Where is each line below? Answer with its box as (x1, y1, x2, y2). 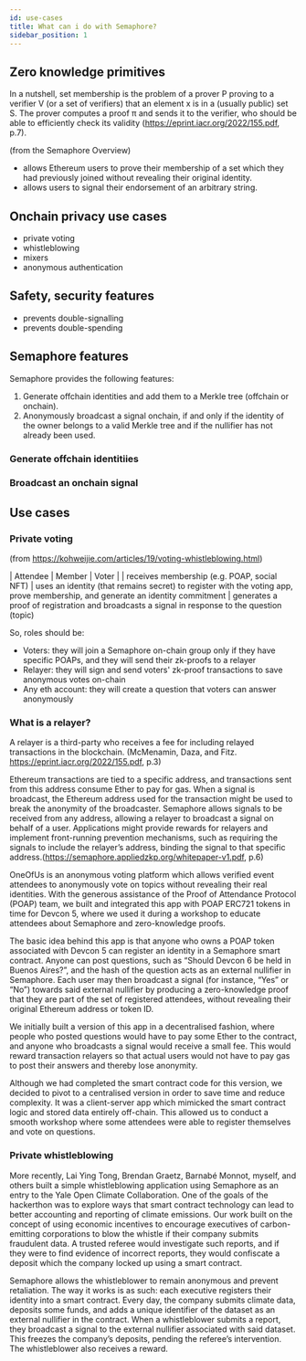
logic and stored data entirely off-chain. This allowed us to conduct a (9, 1107, 269, 1118)
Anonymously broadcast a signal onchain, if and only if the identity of (22, 410, 285, 421)
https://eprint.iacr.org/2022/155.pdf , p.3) (9, 756, 162, 767)
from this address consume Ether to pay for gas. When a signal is (9, 784, 256, 795)
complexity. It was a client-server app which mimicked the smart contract (9, 1097, 286, 1108)
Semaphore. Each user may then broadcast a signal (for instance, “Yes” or (9, 975, 290, 986)
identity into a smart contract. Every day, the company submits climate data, (9, 1294, 296, 1305)
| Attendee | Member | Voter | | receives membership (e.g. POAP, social (9, 571, 278, 582)
